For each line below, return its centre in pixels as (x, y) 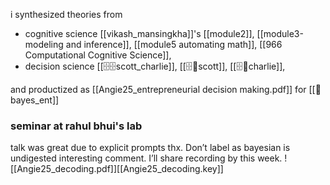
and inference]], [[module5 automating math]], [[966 (174, 44)
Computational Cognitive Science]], (98, 55)
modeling (44, 44)
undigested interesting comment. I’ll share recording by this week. (146, 158)
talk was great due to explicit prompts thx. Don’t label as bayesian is (150, 148)
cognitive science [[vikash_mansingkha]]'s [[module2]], (139, 33)
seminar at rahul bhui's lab (76, 126)
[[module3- (280, 33)
